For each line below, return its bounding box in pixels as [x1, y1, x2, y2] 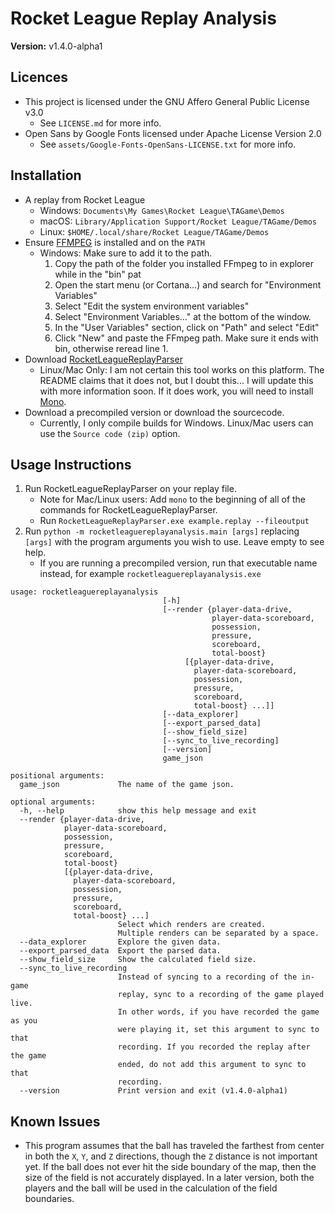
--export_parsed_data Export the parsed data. [19, 946, 222, 956]
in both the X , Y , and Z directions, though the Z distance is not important [24, 1150, 318, 1162]
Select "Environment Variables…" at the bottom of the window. [54, 310, 312, 322]
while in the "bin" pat [54, 268, 142, 280]
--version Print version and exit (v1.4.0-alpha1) [19, 1086, 288, 1096]
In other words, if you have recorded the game [117, 1007, 320, 1017]
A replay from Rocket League [24, 193, 146, 206]
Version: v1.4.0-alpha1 [10, 40, 103, 52]
